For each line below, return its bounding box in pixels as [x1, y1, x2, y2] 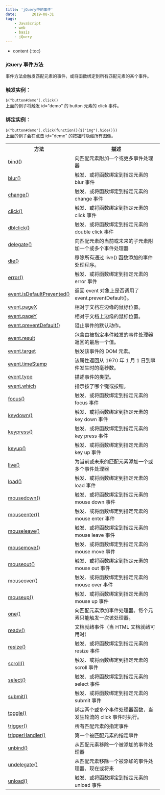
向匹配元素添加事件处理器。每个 [74, 607, 148, 614]
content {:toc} [12, 48, 41, 54]
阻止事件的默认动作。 [74, 322, 124, 329]
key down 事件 [74, 416, 108, 422]
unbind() [8, 745, 28, 751]
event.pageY [8, 312, 37, 319]
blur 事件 [74, 178, 95, 185]
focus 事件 [74, 399, 99, 406]
